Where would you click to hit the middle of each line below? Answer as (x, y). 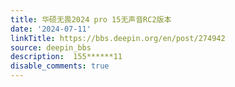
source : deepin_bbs (51, 47)
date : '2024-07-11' (51, 29)
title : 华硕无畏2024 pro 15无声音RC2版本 (91, 19)
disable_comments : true (60, 66)
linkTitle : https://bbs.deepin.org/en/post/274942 (118, 38)
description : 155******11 (66, 57)
